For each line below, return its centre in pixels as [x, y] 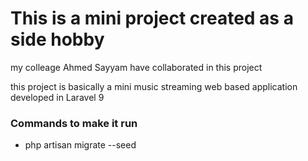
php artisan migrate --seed [80, 145]
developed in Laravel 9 [57, 97]
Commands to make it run [74, 123]
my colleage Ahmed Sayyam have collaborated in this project [136, 67]
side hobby [57, 39]
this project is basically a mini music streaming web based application [154, 86]
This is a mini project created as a [152, 18]
